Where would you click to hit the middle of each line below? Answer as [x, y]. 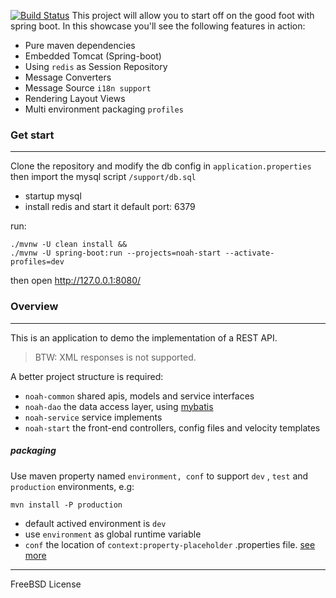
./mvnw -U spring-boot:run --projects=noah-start [116, 253]
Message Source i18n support [88, 88]
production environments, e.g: [72, 486]
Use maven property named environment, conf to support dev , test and [159, 476]
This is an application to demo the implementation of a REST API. [144, 337]
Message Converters [68, 77]
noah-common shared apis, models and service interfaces [139, 396]
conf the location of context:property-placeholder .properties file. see [170, 544]
